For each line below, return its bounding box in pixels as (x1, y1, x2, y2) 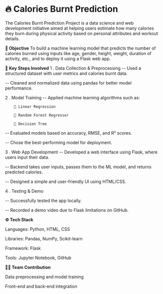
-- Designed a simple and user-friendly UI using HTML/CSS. (5, 178, 126, 184)
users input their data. (5, 154, 50, 160)
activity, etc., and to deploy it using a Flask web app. (5, 56, 111, 61)
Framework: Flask (5, 245, 41, 251)
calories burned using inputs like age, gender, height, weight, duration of (5, 50, 152, 56)
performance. (5, 85, 33, 91)
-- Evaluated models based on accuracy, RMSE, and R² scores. (5, 130, 132, 136)
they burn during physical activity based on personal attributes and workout (5, 30, 158, 36)
